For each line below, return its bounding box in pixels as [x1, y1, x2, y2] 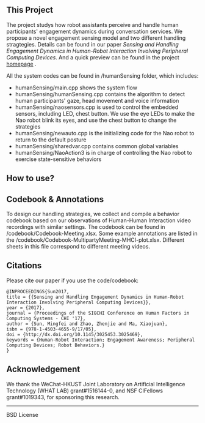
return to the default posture [15, 136, 87, 143]
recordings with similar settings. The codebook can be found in [6, 223, 165, 231]
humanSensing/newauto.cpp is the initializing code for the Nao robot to [15, 129, 195, 137]
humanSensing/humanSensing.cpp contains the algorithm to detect [15, 90, 185, 97]
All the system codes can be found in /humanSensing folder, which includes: [6, 72, 199, 79]
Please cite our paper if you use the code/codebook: [6, 277, 139, 284]
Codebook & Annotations [6, 194, 104, 204]
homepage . [6, 60, 37, 67]
